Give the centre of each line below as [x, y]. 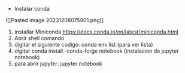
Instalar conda [32, 9]
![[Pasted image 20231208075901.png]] [55, 20]
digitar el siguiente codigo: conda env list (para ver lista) [84, 45]
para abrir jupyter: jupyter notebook [58, 63]
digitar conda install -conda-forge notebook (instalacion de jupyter [96, 51]
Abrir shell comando [39, 38]
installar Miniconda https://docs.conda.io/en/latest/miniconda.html [96, 32]
